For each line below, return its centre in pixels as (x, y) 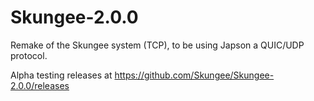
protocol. (29, 55)
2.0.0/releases (40, 85)
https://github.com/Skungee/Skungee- (194, 75)
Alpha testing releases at (61, 75)
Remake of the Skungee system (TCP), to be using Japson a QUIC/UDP (157, 45)
